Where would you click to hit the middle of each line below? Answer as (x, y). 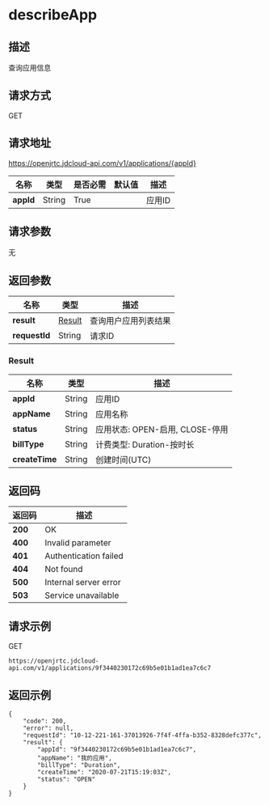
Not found (64, 570)
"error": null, (48, 728)
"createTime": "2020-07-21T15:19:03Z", (105, 772)
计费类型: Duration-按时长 (145, 444)
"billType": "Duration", (79, 765)
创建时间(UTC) (124, 460)
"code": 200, (45, 721)
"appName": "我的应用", (75, 758)
